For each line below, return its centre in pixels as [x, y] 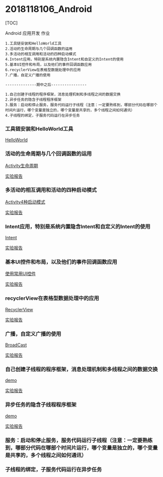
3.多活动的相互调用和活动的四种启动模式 [41, 54]
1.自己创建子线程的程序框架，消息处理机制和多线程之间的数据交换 [63, 94]
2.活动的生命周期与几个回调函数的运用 [39, 49]
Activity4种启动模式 [25, 202]
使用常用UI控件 [21, 273]
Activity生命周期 [22, 165]
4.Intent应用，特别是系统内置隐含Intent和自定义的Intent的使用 [64, 59]
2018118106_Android [49, 9]
